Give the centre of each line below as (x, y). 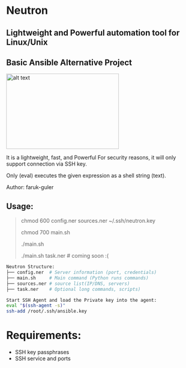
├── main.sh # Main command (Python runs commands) (77, 278)
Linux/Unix (27, 42)
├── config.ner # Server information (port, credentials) (82, 273)
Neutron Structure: (31, 267)
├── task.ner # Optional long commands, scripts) (73, 289)
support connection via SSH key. (46, 164)
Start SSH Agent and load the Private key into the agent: (82, 300)
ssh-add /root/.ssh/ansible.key (46, 311)
